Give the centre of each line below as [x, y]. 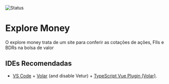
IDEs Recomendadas [39, 64]
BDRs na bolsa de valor [30, 48]
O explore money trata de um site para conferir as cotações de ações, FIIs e [84, 42]
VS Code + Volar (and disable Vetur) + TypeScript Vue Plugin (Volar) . [85, 75]
